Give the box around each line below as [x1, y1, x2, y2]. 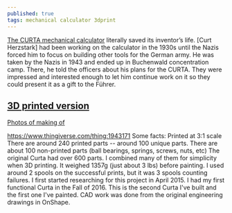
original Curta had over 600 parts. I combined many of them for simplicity [7, 154, 217, 162]
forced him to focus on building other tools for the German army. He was [7, 50, 215, 59]
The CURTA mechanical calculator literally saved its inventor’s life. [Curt [7, 35, 212, 44]
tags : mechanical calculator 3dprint [7, 17, 116, 24]
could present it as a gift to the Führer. [7, 80, 116, 88]
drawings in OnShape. [7, 198, 71, 207]
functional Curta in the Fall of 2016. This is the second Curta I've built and [7, 183, 217, 191]
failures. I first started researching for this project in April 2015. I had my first [7, 176, 225, 185]
